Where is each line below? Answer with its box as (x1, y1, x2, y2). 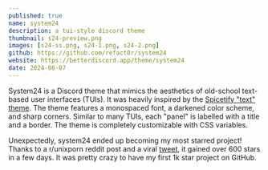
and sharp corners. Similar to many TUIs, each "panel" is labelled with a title (8, 111, 260, 121)
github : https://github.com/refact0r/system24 (8, 49, 167, 57)
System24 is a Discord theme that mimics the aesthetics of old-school (8, 86, 241, 95)
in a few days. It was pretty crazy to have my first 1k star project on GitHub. (8, 152, 257, 162)
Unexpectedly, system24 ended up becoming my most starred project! (8, 136, 242, 145)
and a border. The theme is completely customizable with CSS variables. (8, 119, 249, 129)
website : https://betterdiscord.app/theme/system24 (8, 57, 185, 65)
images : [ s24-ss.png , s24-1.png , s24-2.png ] (8, 42, 160, 50)
